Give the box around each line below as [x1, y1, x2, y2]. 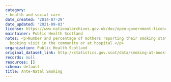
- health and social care [5, 12, 60, 17]
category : [5, 7, 26, 13]
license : [5, 26, 24, 32]
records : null [5, 54, 36, 60]
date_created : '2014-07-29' [5, 17, 65, 22]
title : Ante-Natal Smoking [5, 69, 63, 74]
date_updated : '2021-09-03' [5, 21, 65, 27]
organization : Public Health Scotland [5, 45, 88, 50]
